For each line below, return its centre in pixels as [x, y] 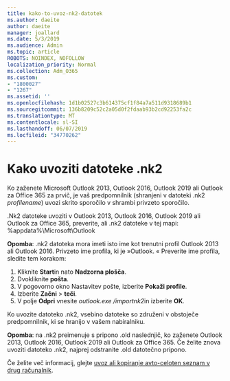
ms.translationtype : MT [41, 116]
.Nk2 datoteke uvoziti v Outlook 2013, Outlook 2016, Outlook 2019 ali [104, 216]
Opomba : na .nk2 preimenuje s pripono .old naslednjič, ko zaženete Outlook [115, 335]
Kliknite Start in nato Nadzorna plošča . [72, 272]
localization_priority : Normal [52, 65]
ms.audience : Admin [35, 45]
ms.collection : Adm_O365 [43, 71]
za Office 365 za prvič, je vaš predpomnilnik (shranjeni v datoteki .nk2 [106, 195]
